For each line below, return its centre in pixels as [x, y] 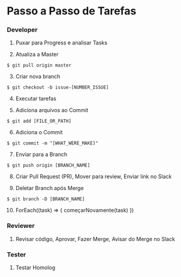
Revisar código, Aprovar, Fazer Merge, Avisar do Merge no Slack [95, 239]
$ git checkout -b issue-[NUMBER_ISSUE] [58, 88]
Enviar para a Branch [41, 155]
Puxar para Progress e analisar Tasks [61, 43]
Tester [16, 254]
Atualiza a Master [37, 55]
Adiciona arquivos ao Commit [52, 110]
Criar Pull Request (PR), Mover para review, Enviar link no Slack [93, 177]
